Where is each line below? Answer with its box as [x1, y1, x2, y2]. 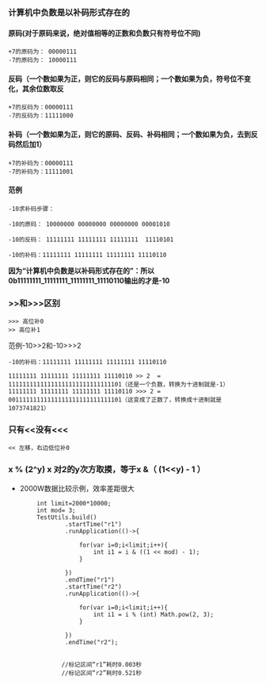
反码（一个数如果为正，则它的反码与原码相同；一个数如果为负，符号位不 [8, 74, 244, 83]
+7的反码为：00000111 [8, 103, 74, 112]
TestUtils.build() [36, 513, 97, 521]
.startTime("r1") [64, 520, 123, 528]
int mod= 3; [36, 506, 77, 514]
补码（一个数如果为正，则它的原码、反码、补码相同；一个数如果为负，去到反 [8, 129, 258, 139]
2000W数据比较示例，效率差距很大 [19, 483, 135, 493]
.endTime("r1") [64, 575, 115, 584]
